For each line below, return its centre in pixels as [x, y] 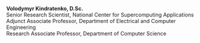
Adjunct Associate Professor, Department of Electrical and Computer [91, 21]
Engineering [21, 27]
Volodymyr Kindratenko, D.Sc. [45, 9]
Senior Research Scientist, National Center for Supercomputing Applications [100, 15]
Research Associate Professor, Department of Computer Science [86, 34]
